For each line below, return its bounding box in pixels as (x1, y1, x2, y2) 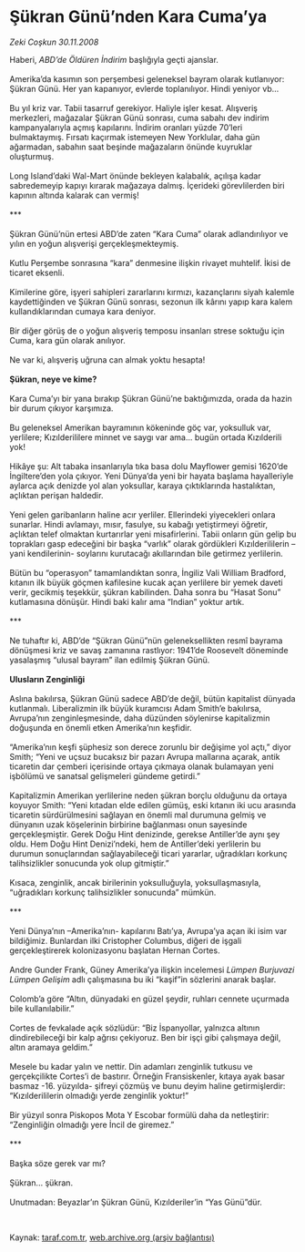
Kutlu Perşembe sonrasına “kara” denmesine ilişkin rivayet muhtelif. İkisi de (9, 257, 291, 268)
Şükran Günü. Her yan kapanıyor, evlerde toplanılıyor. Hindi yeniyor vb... (9, 83, 280, 94)
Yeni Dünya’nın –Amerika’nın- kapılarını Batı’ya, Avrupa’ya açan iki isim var (9, 925, 288, 936)
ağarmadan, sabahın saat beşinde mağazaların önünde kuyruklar (9, 141, 253, 152)
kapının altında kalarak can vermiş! (9, 190, 139, 200)
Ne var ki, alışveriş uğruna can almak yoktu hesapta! (9, 354, 206, 365)
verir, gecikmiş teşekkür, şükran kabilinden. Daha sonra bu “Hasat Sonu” (9, 586, 281, 598)
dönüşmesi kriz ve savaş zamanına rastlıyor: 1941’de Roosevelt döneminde (9, 644, 289, 655)
